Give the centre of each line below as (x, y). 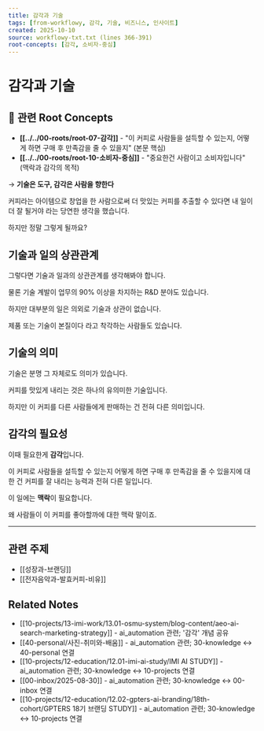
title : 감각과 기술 (36, 15)
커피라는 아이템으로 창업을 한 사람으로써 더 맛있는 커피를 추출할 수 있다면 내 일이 (131, 201)
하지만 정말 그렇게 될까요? (48, 228)
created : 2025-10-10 (42, 30)
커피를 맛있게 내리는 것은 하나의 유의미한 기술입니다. (88, 390)
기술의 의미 (33, 353)
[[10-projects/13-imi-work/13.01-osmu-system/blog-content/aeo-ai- (129, 624)
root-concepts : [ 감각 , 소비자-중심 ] (62, 45)
